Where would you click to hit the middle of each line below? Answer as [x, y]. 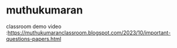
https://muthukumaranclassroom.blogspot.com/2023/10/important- [89, 32]
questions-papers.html [34, 39]
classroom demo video [34, 26]
